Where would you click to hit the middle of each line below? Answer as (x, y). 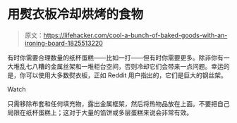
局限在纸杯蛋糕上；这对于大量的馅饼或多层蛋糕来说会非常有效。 (100, 112)
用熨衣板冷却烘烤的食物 (75, 14)
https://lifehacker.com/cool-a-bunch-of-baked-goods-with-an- (135, 35)
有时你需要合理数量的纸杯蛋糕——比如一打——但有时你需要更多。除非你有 (115, 58)
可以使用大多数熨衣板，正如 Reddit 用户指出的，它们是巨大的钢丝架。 (126, 75)
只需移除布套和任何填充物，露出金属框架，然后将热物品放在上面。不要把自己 (119, 103)
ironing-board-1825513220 (64, 43)
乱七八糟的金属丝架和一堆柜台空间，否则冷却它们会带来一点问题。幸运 (121, 66)
